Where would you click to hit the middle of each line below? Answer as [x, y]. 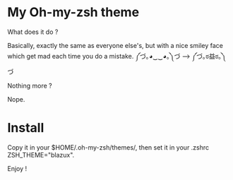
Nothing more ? [30, 85]
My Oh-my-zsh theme [73, 12]
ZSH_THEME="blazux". [41, 155]
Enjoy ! [17, 168]
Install [26, 128]
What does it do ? [33, 32]
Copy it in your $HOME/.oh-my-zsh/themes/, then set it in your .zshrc [108, 147]
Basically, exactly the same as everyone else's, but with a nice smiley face [115, 45]
